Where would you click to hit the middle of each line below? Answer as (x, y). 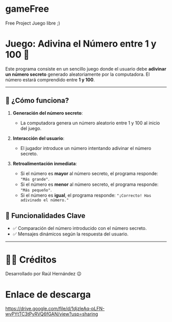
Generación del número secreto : (48, 113)
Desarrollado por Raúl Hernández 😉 (44, 274)
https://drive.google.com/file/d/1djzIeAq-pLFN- (55, 309)
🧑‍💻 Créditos (31, 260)
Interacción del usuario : (39, 138)
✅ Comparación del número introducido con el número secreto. (80, 228)
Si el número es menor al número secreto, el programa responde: (89, 184)
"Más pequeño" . (36, 189)
